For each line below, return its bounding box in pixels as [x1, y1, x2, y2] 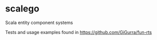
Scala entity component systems [5, 19, 73, 25]
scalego [5, 3, 39, 14]
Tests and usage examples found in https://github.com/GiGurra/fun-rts [5, 29, 152, 35]
